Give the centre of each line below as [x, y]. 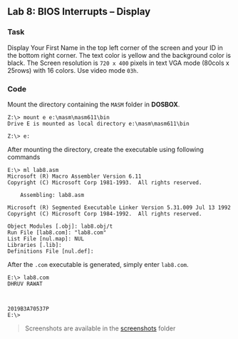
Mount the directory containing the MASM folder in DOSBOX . [94, 104]
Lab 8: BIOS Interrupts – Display [79, 12]
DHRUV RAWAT [25, 284]
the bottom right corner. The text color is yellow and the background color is [119, 55]
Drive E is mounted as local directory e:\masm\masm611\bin [99, 123]
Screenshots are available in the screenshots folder [100, 328]
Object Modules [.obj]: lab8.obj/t [60, 226]
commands [24, 157]
